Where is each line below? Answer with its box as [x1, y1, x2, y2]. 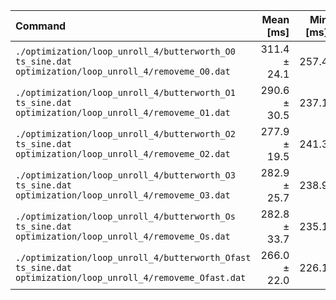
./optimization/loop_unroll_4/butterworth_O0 [15, 46, 236, 57]
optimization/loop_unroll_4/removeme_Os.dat [15, 231, 231, 242]
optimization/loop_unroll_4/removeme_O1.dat [15, 107, 231, 118]
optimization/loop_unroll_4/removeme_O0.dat [15, 66, 231, 77]
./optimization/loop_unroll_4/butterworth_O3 [15, 170, 236, 181]
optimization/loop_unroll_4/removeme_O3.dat [15, 190, 231, 201]
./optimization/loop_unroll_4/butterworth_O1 [15, 87, 236, 98]
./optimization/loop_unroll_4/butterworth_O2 [15, 129, 236, 139]
